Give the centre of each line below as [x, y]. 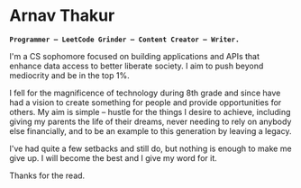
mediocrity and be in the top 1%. [69, 75]
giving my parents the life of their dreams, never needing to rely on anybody [150, 121]
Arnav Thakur [62, 16]
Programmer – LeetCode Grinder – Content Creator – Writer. [125, 40]
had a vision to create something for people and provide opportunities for [146, 102]
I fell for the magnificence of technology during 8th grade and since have [145, 93]
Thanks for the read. [47, 175]
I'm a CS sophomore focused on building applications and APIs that [134, 56]
